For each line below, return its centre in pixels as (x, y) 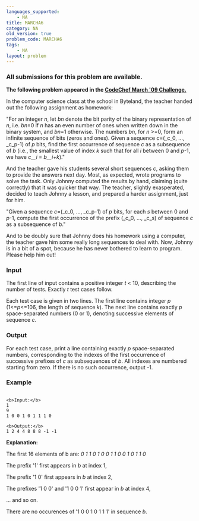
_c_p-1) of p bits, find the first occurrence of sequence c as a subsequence (98, 144)
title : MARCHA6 (25, 23)
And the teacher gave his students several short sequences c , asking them (97, 168)
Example (19, 382)
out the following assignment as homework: (59, 107)
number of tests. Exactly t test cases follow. (59, 290)
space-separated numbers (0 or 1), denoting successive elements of (90, 313)
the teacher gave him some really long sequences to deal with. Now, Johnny (99, 242)
